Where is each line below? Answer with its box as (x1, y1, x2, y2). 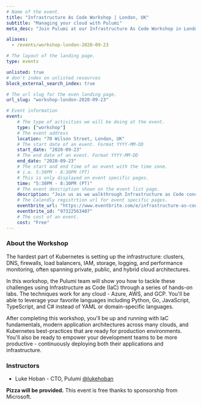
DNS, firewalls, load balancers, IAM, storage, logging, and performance (6, 259, 183, 266)
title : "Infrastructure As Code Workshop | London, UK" (6, 14, 149, 20)
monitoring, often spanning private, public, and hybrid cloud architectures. (6, 266, 191, 273)
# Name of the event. (6, 8, 61, 15)
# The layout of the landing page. (6, 53, 96, 59)
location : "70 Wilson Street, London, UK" (17, 136, 125, 142)
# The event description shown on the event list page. (17, 186, 161, 192)
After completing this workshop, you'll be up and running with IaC (6, 314, 169, 321)
